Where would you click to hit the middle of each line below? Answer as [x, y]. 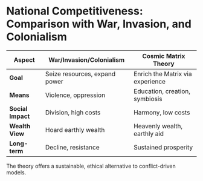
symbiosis [148, 99]
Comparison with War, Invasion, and [99, 24]
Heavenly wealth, [158, 126]
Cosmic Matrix [163, 56]
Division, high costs [73, 112]
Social [18, 108]
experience [150, 81]
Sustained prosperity [163, 147]
